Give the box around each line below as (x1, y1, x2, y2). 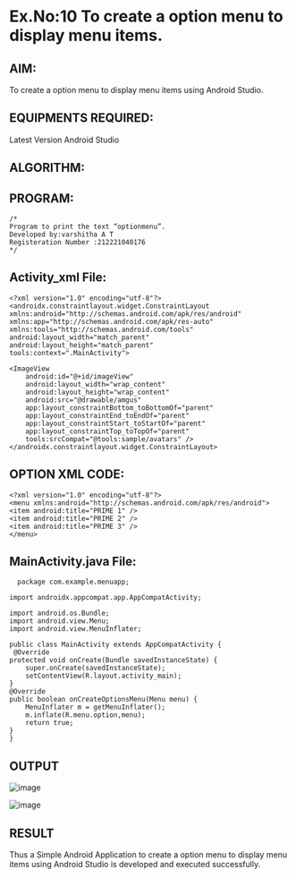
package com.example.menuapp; (17, 577, 130, 587)
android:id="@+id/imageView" (25, 371, 134, 381)
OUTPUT (9, 758, 60, 773)
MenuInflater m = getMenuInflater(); (25, 703, 166, 712)
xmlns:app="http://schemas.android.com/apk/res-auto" (9, 317, 215, 326)
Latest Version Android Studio (9, 134, 120, 145)
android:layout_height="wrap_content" (25, 388, 170, 396)
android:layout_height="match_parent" (9, 340, 154, 350)
